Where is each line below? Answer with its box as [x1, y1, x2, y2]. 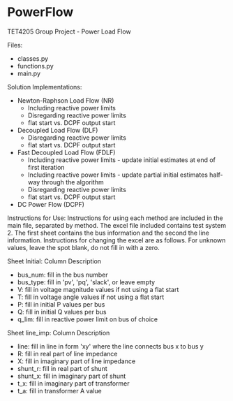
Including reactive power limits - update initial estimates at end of [27, 155, 216, 164]
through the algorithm [41, 177, 104, 186]
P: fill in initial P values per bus [17, 300, 105, 308]
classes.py [17, 54, 49, 63]
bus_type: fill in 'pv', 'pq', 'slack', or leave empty [17, 277, 156, 286]
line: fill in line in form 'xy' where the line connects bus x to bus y [17, 342, 204, 350]
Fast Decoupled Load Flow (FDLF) [17, 148, 116, 156]
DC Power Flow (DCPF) [17, 200, 85, 208]
